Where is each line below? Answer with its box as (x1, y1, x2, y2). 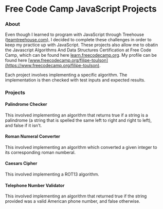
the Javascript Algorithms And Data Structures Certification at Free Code (5, 47, 152, 53)
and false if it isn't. (5, 122, 42, 128)
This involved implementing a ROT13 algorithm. (5, 171, 100, 177)
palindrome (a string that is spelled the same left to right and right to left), (5, 117, 152, 123)
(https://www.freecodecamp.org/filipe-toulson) (5, 63, 100, 68)
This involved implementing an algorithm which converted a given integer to (5, 144, 157, 150)
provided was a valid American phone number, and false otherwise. (5, 198, 140, 204)
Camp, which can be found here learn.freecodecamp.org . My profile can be (5, 52, 157, 58)
